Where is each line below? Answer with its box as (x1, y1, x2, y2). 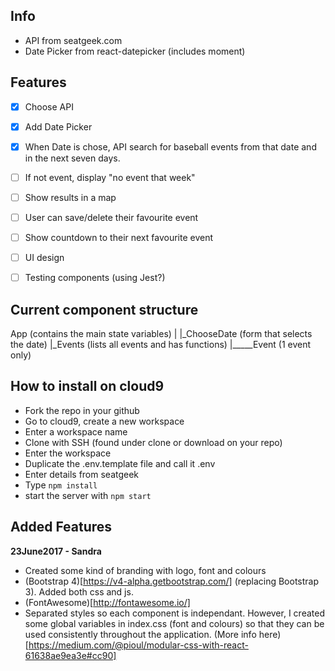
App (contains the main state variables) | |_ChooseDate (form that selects (10, 328, 313, 339)
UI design (24, 252, 65, 264)
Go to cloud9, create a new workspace (24, 415, 185, 427)
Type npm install (24, 479, 98, 491)
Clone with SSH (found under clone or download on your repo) (24, 436, 283, 448)
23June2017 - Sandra (10, 545, 102, 557)
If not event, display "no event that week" (24, 171, 196, 183)
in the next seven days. (24, 152, 121, 164)
